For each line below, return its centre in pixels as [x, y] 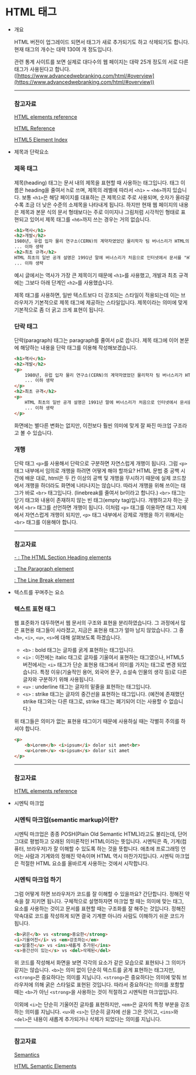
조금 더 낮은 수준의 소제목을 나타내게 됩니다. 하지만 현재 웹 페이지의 [101, 205]
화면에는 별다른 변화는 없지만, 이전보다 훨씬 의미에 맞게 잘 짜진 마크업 [93, 425]
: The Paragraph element [44, 569]
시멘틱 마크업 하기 [37, 880]
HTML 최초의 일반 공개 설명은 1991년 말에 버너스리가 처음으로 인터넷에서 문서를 [98, 257]
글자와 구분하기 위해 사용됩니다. [59, 679]
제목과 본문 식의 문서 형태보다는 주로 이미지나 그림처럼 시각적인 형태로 [100, 212]
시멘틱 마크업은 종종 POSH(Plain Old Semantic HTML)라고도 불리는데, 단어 [101, 834]
